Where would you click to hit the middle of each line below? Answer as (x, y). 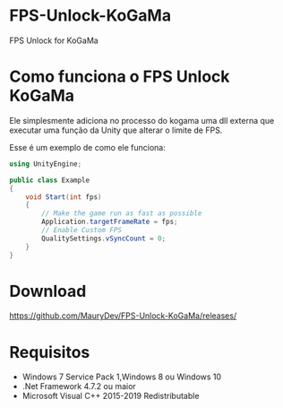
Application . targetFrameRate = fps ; (110, 222)
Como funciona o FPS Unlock (120, 77)
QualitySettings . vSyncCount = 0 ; (104, 239)
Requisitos (50, 352)
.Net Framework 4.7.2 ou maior (79, 386)
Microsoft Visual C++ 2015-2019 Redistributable (111, 396)
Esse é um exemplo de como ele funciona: (87, 147)
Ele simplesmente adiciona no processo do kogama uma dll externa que (142, 120)
